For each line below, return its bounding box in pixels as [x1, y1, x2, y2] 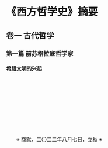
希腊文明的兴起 [6, 65, 42, 72]
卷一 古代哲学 [6, 30, 54, 40]
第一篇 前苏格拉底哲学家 [6, 49, 74, 57]
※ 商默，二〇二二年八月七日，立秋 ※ [16, 136, 103, 143]
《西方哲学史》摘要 [6, 5, 99, 19]
